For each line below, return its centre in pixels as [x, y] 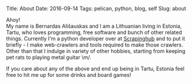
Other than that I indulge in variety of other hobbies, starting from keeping [96, 51]
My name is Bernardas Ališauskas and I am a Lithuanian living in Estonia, [94, 26]
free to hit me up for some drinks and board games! [69, 75]
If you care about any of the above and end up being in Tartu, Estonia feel [95, 69]
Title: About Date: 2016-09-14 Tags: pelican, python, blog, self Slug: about [96, 9]
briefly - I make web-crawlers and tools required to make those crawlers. [95, 45]
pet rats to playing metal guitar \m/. [49, 57]
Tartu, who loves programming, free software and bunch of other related [94, 32]
